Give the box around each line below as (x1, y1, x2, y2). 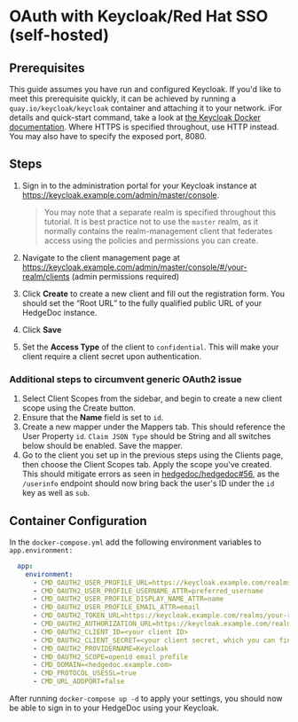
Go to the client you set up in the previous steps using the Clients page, (21, 450, 284, 460)
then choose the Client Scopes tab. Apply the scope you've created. (21, 459, 272, 470)
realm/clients (21, 271, 70, 281)
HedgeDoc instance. (21, 307, 98, 318)
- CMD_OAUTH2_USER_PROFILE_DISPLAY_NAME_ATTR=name (32, 594, 224, 604)
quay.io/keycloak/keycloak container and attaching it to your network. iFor (9, 103, 283, 113)
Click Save (21, 324, 62, 334)
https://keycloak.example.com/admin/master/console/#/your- (21, 262, 247, 272)
